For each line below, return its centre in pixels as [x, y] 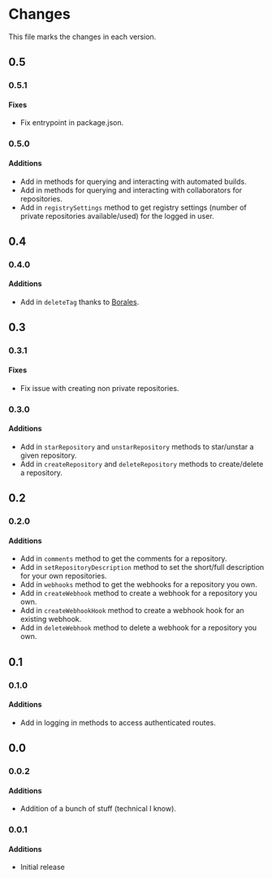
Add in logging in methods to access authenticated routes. [118, 722]
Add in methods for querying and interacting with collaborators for [131, 190]
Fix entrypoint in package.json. [72, 123]
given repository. [48, 455]
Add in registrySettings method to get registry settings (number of [134, 207]
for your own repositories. [63, 576]
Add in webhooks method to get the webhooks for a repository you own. [138, 585]
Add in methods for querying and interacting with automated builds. [133, 181]
